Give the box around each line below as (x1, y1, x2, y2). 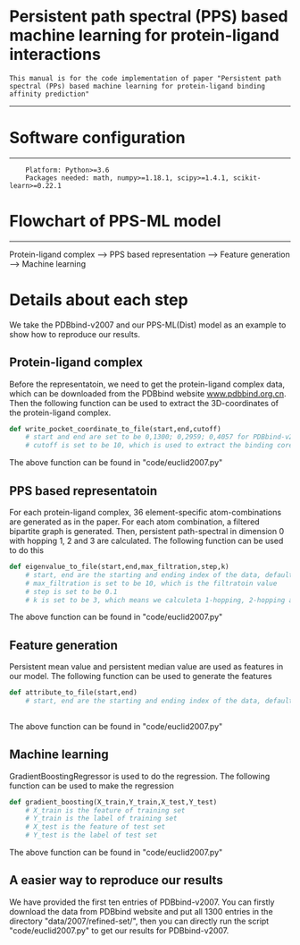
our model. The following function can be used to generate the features (9, 671, 272, 682)
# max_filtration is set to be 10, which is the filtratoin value (25, 579, 278, 588)
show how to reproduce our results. (9, 328, 141, 339)
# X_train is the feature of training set (25, 805, 186, 815)
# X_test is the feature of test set (25, 822, 166, 831)
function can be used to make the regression (9, 780, 174, 791)
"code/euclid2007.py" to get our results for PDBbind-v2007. (9, 924, 229, 936)
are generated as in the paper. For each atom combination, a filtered (9, 516, 261, 527)
